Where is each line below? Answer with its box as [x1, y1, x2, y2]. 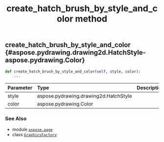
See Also [5, 115, 27, 122]
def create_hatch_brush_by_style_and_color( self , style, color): [5, 69, 141, 74]
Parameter [7, 84, 33, 91]
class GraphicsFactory [12, 131, 57, 137]
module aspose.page [12, 126, 53, 132]
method [75, 13, 107, 24]
